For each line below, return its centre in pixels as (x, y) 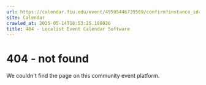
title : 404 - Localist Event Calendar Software (68, 29)
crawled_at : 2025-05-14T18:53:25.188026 (59, 23)
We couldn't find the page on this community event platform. (83, 76)
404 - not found (48, 59)
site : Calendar (26, 18)
